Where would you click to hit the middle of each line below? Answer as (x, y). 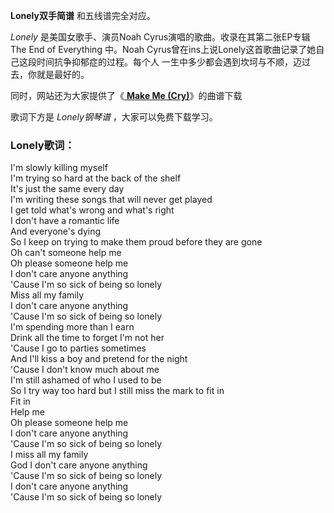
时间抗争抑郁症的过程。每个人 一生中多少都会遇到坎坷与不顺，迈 (169, 62)
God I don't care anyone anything (79, 465)
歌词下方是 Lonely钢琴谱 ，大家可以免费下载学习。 (114, 117)
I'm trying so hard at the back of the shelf (96, 178)
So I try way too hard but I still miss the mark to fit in (117, 391)
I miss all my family (49, 455)
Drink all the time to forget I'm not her (87, 338)
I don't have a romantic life (65, 221)
